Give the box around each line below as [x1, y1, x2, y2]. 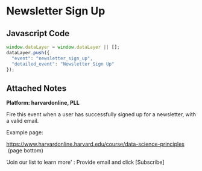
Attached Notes [6, 83, 67, 93]
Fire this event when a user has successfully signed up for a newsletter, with [6, 111, 197, 118]
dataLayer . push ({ [6, 49, 50, 55]
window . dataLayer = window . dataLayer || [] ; [6, 44, 120, 50]
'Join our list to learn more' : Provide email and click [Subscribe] [6, 158, 165, 166]
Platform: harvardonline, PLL [6, 99, 80, 107]
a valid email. [6, 117, 39, 125]
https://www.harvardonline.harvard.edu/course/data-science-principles [6, 140, 185, 148]
